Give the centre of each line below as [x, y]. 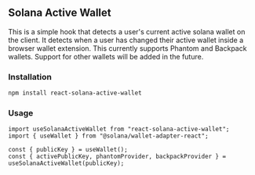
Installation [30, 77]
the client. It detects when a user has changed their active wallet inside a [126, 40]
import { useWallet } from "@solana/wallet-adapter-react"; [109, 136]
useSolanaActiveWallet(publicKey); [66, 163]
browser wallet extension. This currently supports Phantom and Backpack [127, 48]
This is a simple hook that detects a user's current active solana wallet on [127, 31]
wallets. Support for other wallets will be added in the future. [106, 56]
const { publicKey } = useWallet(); [68, 150]
